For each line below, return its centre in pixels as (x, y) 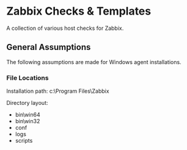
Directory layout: (27, 103)
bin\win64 (28, 115)
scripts (24, 141)
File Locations (28, 77)
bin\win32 (28, 121)
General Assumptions (49, 47)
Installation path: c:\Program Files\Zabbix (58, 91)
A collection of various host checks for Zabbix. (65, 28)
